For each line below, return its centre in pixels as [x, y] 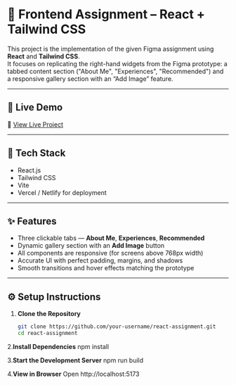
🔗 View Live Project [35, 124]
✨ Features [32, 221]
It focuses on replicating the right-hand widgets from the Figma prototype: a [118, 63]
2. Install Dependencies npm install [58, 346]
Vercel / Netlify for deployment [62, 192]
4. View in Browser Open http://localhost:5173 [73, 374]
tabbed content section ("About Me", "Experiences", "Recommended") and [116, 71]
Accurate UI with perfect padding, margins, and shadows [100, 260]
